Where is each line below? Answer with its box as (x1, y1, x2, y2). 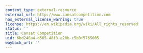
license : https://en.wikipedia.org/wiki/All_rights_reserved (5, 21, 138, 27)
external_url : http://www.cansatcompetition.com (5, 12, 111, 17)
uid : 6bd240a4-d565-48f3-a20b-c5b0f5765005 (5, 36, 100, 41)
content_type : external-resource (5, 7, 77, 13)
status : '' (5, 26, 29, 31)
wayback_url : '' (5, 40, 40, 45)
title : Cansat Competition (5, 31, 63, 36)
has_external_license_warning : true (5, 17, 83, 22)
